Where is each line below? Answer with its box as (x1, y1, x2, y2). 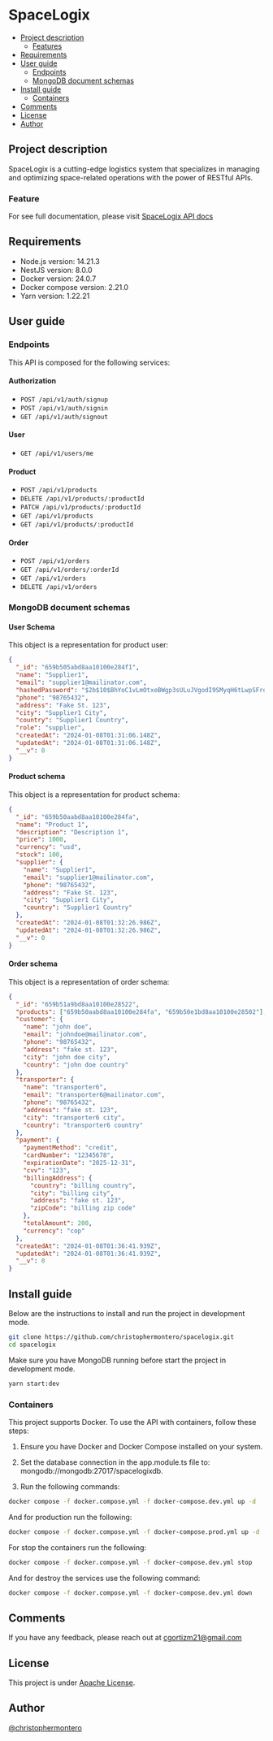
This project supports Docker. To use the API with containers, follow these (8, 1417, 257, 1427)
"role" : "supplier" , (15, 724, 85, 732)
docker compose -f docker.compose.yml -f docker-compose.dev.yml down (8, 1588, 253, 1597)
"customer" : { (15, 1016, 63, 1024)
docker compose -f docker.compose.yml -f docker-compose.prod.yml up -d (8, 1527, 260, 1536)
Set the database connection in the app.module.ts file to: (19, 1457, 210, 1467)
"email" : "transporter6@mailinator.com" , (23, 1091, 165, 1099)
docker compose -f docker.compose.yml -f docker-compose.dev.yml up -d (8, 1497, 256, 1505)
